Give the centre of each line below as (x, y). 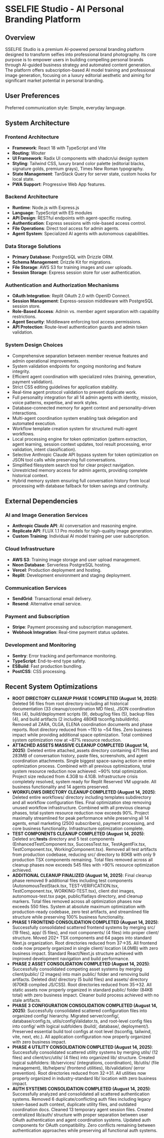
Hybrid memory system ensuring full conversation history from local (81, 481)
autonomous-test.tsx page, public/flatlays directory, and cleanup (78, 896)
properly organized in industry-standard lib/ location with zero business (84, 1078)
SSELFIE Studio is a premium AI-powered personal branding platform (75, 49)
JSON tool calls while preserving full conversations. (64, 460)
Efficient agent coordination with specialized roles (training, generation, (84, 376)
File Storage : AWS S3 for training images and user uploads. (72, 267)
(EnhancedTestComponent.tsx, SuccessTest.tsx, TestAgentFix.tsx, (79, 844)
